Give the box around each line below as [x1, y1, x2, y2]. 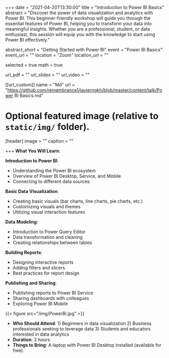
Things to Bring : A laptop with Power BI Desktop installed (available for [12, 342, 161, 348]
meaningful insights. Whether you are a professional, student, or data [5, 26, 150, 32]
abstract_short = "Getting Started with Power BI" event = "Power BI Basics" [5, 47, 163, 52]
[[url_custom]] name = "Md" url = [5, 81, 75, 88]
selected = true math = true [5, 62, 63, 68]
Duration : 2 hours [12, 336, 50, 343]
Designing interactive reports [12, 259, 74, 265]
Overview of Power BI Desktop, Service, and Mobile [12, 173, 121, 179]
